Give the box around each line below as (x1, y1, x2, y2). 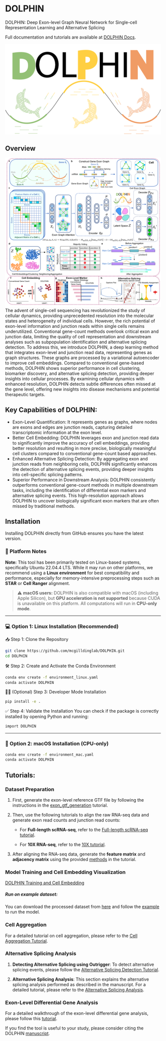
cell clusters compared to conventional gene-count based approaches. (12, 451, 157, 456)
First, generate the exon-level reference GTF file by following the (12, 797, 144, 803)
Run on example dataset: (5, 891, 58, 897)
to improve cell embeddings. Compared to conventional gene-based (5, 360, 144, 366)
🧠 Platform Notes (5, 548, 47, 555)
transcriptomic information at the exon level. (12, 429, 102, 435)
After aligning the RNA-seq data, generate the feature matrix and (12, 851, 146, 857)
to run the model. (5, 909, 41, 915)
